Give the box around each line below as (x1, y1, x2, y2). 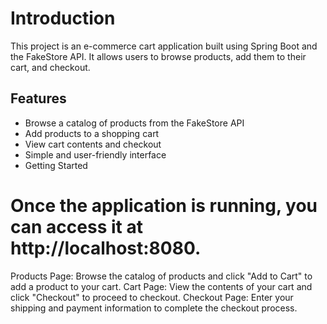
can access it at (10, 215, 143, 238)
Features (10, 90, 67, 107)
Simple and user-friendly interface (24, 148, 167, 161)
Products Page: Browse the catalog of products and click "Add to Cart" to (10, 270, 313, 282)
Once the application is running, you (10, 194, 318, 217)
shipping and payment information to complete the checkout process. (10, 302, 298, 314)
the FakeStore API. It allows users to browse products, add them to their (10, 50, 307, 62)
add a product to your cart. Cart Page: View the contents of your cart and (10, 280, 313, 292)
